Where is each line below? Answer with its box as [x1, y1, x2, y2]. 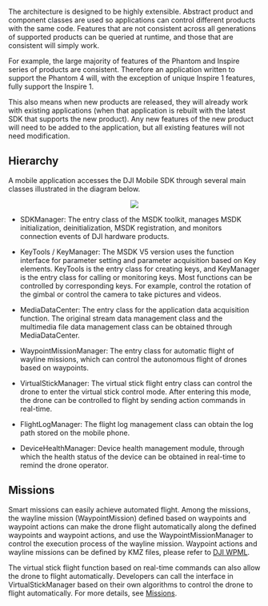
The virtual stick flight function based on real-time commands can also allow [8, 563, 261, 572]
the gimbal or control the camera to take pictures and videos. [19, 289, 222, 299]
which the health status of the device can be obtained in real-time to [19, 452, 246, 461]
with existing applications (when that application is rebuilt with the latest [8, 106, 246, 115]
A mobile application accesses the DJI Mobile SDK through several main [8, 175, 246, 185]
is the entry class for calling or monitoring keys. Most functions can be [19, 272, 253, 282]
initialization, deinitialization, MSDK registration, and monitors [19, 223, 222, 233]
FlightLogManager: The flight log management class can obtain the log [19, 419, 254, 429]
